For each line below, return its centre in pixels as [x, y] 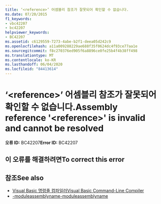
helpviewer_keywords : [27, 32]
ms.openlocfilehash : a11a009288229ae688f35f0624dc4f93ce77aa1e [71, 46]
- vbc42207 [16, 23]
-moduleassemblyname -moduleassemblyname [60, 196]
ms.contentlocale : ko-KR [31, 60]
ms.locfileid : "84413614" [32, 69]
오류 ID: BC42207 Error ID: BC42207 [41, 143]
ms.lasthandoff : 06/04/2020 [34, 64]
